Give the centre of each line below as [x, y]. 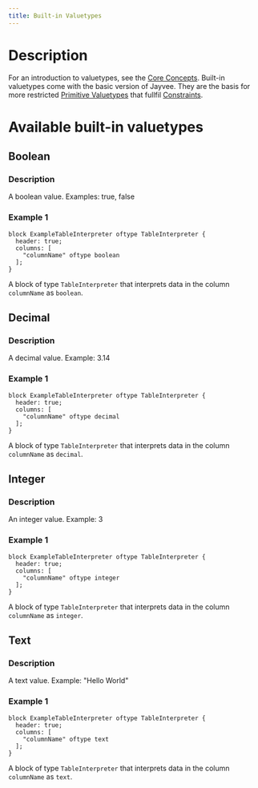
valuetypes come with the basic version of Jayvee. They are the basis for [129, 86]
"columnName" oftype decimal [71, 416]
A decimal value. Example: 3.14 [59, 358]
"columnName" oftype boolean [71, 255]
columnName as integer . [46, 615]
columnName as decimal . [46, 454]
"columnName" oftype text [66, 739]
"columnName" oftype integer [71, 578]
